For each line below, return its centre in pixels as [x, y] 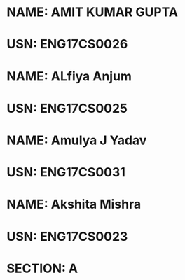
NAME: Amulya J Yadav [77, 140]
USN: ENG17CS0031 [66, 173]
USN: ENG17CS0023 [67, 236]
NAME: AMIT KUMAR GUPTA [92, 12]
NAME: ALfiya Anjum [69, 76]
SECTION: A [42, 268]
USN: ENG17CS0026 [67, 44]
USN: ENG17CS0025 [67, 108]
